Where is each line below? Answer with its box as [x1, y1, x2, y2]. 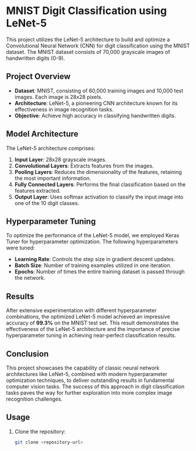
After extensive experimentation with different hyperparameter [6, 307, 157, 314]
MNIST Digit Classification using [6, 4, 167, 18]
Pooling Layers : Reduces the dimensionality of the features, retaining [14, 168, 183, 175]
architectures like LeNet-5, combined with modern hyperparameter [6, 371, 168, 377]
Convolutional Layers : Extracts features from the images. [14, 162, 154, 169]
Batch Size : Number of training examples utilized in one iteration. [14, 262, 172, 269]
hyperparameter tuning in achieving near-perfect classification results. [6, 332, 177, 339]
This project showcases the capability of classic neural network [6, 364, 160, 371]
